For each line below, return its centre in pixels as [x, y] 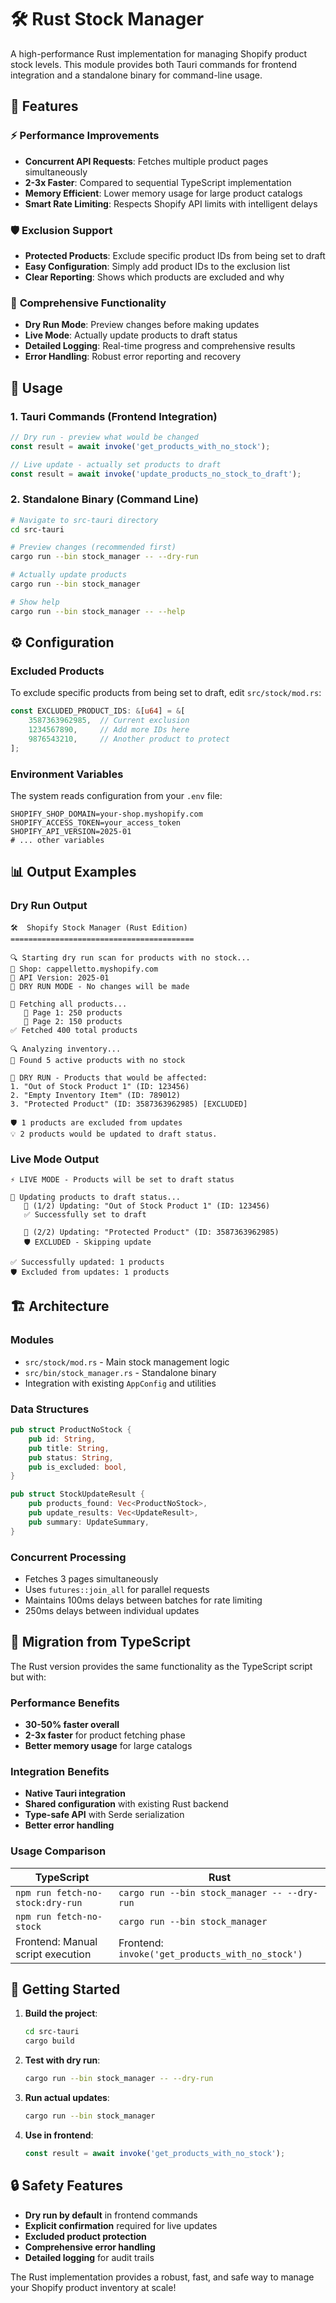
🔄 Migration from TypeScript [100, 1642]
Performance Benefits [65, 1703]
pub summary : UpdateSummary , [89, 1522]
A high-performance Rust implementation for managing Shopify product [159, 53]
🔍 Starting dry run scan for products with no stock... [130, 957]
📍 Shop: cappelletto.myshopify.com [84, 969]
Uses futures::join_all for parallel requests [117, 1589]
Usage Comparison [58, 1851]
